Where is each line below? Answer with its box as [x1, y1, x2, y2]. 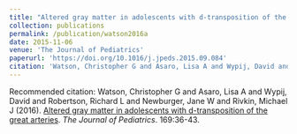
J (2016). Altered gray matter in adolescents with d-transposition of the [9, 105, 268, 115]
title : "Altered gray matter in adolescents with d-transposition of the [9, 12, 287, 22]
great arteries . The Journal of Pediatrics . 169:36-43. [9, 114, 201, 124]
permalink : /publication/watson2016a [9, 29, 148, 38]
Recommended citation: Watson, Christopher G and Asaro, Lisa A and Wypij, [9, 86, 287, 97]
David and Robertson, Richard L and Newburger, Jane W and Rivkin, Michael [9, 95, 288, 106]
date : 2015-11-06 [9, 37, 73, 47]
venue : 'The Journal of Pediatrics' [9, 46, 144, 55]
